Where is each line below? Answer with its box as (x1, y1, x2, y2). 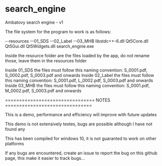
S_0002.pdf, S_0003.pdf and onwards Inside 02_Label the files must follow (5, 72, 154, 78)
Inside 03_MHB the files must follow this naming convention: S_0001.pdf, (5, 82, 150, 88)
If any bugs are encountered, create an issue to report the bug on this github (5, 150, 158, 156)
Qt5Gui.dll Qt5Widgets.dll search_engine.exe (5, 43, 94, 49)
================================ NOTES (5, 97, 110, 103)
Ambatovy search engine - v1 (5, 19, 64, 25)
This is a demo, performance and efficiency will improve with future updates (5, 111, 157, 117)
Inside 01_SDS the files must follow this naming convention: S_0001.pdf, (5, 67, 147, 73)
